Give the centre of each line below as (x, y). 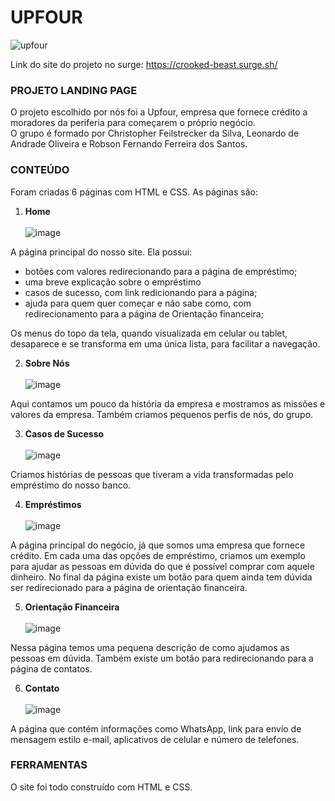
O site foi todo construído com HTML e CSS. (101, 787)
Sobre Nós (47, 363)
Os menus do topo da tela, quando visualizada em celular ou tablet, (149, 333)
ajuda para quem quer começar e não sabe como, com (138, 303)
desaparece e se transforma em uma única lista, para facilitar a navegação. (165, 343)
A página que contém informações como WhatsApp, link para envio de (156, 728)
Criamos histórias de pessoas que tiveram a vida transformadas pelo (152, 474)
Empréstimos (53, 504)
